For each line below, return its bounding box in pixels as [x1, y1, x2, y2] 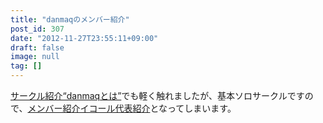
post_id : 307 [10, 24, 65, 34]
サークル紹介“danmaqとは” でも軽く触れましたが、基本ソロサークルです [10, 90, 305, 101]
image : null [10, 52, 60, 62]
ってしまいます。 [167, 102, 237, 114]
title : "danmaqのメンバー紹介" [10, 14, 130, 25]
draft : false [10, 42, 65, 53]
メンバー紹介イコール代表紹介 [27, 102, 151, 114]
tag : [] [10, 61, 43, 71]
